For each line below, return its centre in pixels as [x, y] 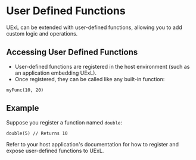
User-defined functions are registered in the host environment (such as [102, 66]
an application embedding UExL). [56, 73]
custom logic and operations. [42, 33]
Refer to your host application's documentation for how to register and [92, 144]
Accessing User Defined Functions [72, 52]
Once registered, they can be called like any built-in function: [90, 79]
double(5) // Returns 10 [37, 133]
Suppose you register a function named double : [64, 122]
